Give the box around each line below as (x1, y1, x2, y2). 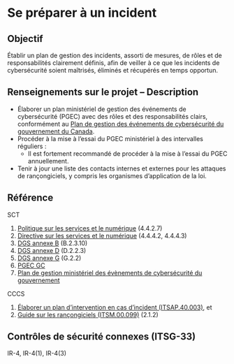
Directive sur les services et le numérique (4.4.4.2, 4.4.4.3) (17, 231, 187, 240)
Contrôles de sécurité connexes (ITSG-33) (7, 330, 196, 343)
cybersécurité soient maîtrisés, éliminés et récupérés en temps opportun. (7, 66, 219, 74)
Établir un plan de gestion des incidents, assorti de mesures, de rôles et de (7, 51, 222, 59)
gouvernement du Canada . (17, 127, 95, 136)
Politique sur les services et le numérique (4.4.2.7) (17, 224, 163, 232)
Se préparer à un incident (7, 5, 157, 21)
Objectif (7, 33, 43, 45)
